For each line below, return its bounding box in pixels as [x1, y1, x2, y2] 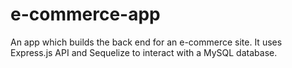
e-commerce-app [10, 3, 161, 26]
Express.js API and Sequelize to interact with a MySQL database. [10, 46, 278, 58]
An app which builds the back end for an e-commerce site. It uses [10, 36, 283, 48]
